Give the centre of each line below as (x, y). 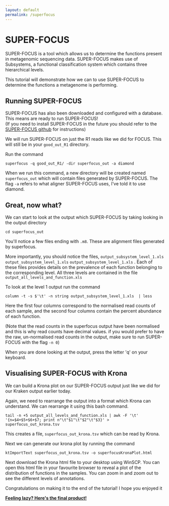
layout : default (22, 10)
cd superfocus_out (24, 232)
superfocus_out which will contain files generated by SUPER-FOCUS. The (81, 178)
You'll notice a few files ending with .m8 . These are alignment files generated (85, 242)
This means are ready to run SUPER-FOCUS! (52, 119)
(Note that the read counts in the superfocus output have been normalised (82, 326)
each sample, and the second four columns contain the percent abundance (83, 311)
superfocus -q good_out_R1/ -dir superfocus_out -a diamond (70, 164)
